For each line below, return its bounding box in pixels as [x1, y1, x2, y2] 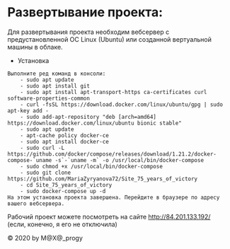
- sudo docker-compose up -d [20, 187, 106, 195]
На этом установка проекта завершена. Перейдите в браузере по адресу [7, 194, 220, 201]
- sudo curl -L [20, 144, 65, 151]
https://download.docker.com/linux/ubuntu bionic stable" [7, 120, 182, 127]
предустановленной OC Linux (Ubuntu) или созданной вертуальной [7, 35, 212, 43]
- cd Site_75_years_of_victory [20, 181, 113, 188]
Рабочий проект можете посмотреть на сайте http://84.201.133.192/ [7, 212, 211, 221]
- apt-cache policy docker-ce [20, 132, 110, 139]
